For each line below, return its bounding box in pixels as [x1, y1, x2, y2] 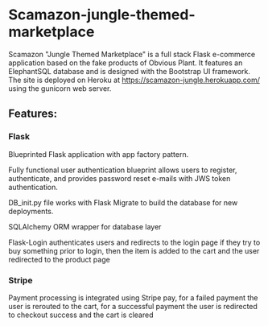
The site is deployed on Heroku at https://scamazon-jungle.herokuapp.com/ [8, 75, 260, 85]
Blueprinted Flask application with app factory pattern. [8, 149, 189, 159]
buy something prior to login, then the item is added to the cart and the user [8, 246, 260, 255]
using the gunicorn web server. [8, 83, 112, 93]
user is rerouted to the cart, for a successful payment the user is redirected [8, 301, 258, 311]
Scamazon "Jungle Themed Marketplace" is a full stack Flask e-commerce [8, 49, 256, 59]
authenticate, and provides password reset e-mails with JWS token [8, 173, 231, 183]
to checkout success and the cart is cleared [8, 310, 154, 320]
